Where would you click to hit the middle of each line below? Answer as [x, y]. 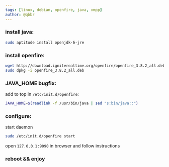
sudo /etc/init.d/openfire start [40, 136]
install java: [20, 32]
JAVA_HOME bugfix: [31, 83]
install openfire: [25, 55]
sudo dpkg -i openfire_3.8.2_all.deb [45, 70]
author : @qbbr [20, 15]
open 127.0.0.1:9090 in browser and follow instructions [63, 146]
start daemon [19, 127]
